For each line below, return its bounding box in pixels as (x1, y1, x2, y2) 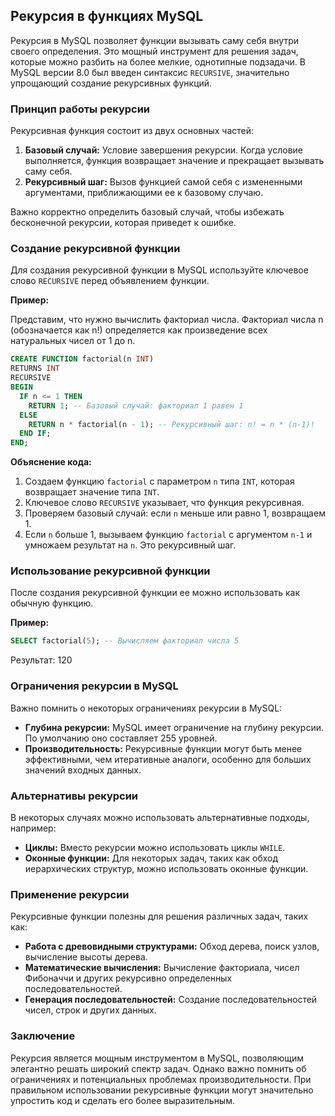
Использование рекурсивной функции (10, 564, 211, 578)
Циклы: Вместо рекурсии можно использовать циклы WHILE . (24, 841, 286, 853)
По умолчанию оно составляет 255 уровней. (24, 732, 218, 744)
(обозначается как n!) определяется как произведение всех (10, 324, 268, 336)
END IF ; (19, 429, 52, 439)
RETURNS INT (10, 364, 60, 374)
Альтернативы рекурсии (10, 789, 139, 803)
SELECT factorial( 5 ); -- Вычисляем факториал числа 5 (10, 636, 240, 646)
